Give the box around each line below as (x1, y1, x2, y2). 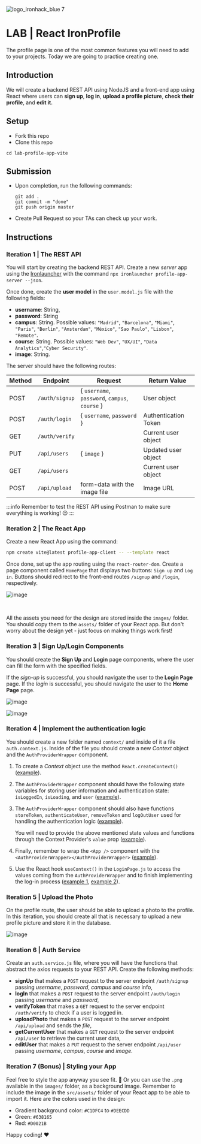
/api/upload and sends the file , (14, 1022, 92, 1029)
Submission (6, 166, 52, 176)
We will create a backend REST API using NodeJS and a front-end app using (6, 86, 195, 93)
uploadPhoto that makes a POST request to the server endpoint (14, 1016, 169, 1023)
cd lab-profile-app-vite (6, 150, 68, 156)
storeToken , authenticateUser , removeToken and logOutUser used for (14, 811, 181, 818)
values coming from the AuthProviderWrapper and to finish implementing (14, 871, 193, 879)
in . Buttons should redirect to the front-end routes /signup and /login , (6, 573, 180, 581)
